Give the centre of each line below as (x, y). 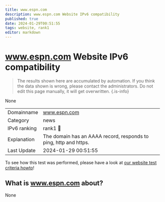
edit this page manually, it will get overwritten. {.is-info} (73, 91)
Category (18, 120)
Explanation (21, 139)
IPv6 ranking (22, 128)
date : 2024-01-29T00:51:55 (33, 23)
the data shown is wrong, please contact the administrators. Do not (85, 86)
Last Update (22, 150)
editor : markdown (23, 32)
